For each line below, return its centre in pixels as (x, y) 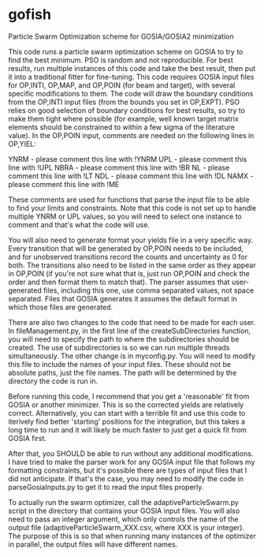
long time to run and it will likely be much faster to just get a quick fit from (127, 430)
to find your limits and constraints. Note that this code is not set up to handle (132, 207)
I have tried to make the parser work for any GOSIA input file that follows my (132, 462)
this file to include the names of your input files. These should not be (119, 364)
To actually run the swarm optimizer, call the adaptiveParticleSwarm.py (123, 502)
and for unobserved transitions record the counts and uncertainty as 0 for (128, 256)
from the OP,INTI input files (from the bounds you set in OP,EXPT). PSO (124, 102)
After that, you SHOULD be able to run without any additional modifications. (131, 453)
